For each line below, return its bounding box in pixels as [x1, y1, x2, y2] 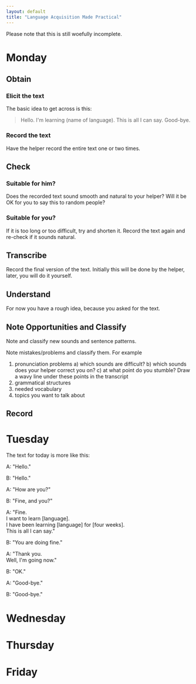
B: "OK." [6, 568, 26, 575]
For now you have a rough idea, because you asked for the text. [6, 305, 160, 312]
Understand [6, 289, 51, 299]
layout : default [6, 8, 46, 15]
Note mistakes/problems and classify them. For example [6, 349, 143, 356]
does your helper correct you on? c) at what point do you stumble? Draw [14, 367, 191, 374]
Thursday [6, 638, 55, 652]
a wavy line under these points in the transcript [14, 373, 129, 380]
